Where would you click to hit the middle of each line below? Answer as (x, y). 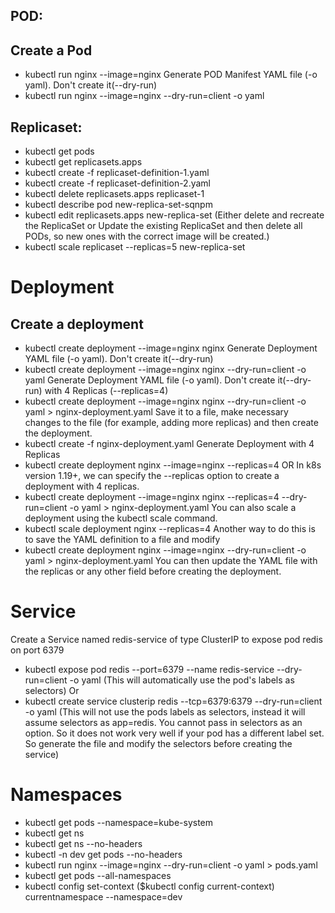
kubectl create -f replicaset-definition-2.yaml (118, 183)
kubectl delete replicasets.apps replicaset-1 (114, 194)
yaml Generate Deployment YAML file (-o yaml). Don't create (150, 380)
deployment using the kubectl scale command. (121, 518)
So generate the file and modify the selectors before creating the (158, 743)
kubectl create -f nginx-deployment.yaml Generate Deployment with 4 (169, 444)
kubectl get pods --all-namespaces (98, 875)
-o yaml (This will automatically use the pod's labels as (182, 680)
